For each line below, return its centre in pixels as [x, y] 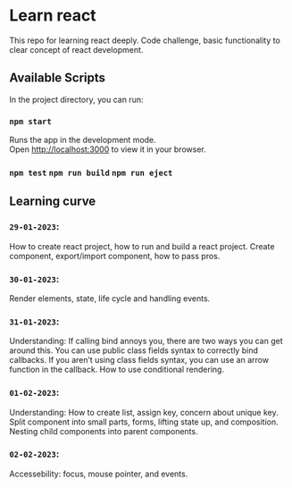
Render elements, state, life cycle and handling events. [110, 298]
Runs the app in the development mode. [83, 140]
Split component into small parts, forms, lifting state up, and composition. [144, 422]
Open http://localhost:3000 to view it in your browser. [108, 149]
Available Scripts [57, 78]
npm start [30, 121]
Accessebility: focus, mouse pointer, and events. [99, 474]
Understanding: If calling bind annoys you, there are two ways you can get [146, 341]
